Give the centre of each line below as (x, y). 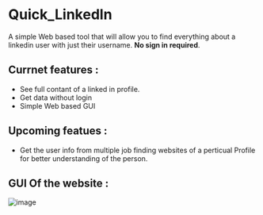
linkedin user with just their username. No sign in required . (104, 44)
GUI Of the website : (59, 183)
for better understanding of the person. (84, 158)
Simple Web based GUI (57, 106)
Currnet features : (53, 70)
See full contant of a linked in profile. (80, 89)
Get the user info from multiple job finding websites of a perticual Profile (137, 150)
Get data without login (56, 98)
